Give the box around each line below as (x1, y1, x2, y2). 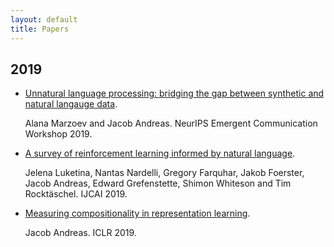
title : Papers (10, 24, 70, 34)
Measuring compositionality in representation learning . (24, 207, 251, 220)
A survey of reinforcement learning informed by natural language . (24, 147, 296, 160)
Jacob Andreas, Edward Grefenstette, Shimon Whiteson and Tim (24, 177, 292, 190)
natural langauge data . (24, 98, 118, 110)
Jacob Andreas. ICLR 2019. (24, 227, 137, 239)
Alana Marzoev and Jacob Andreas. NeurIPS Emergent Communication (24, 117, 318, 130)
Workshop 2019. (24, 128, 93, 140)
